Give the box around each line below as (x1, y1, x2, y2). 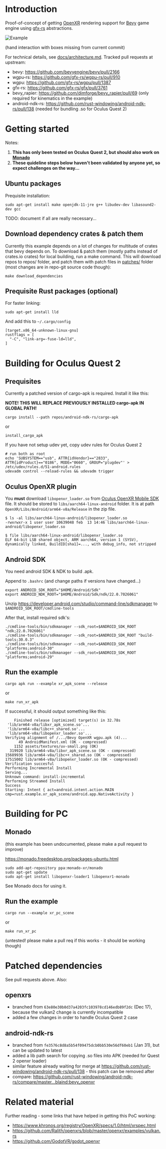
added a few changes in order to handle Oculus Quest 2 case (12, 1014, 138, 1020)
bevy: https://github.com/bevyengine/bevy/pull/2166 (12, 68, 120, 75)
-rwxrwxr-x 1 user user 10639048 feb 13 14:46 (5, 520, 106, 525)
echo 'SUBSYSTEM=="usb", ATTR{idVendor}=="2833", (5, 456, 110, 461)
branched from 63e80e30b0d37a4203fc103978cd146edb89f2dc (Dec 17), (12, 1004, 152, 1010)
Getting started (5, 123, 69, 135)
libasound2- (131, 202, 156, 207)
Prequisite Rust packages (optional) (5, 287, 118, 295)
